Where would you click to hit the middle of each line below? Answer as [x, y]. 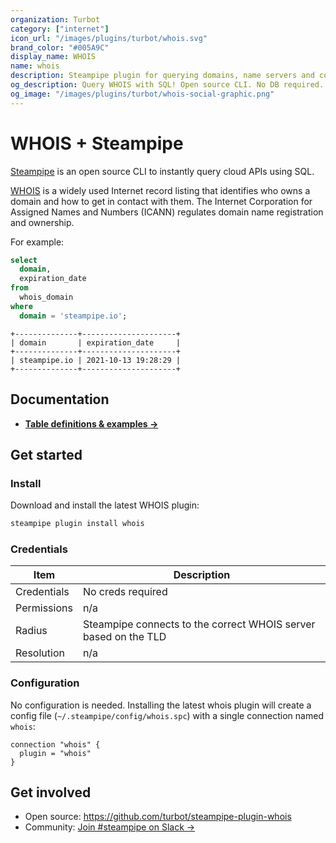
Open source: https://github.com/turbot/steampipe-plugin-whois [158, 817]
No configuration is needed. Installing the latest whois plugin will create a [161, 705]
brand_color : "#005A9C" [60, 47]
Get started [46, 454]
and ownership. [42, 222]
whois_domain [46, 297]
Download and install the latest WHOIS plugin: [105, 505]
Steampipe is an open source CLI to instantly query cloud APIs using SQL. [162, 171]
